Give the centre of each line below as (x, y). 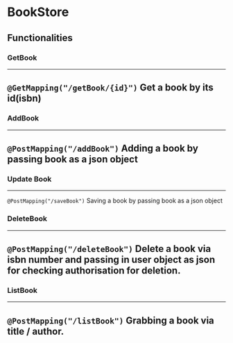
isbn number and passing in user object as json (111, 259)
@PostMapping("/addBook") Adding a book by (103, 148)
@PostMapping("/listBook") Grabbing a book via (111, 320)
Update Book (29, 179)
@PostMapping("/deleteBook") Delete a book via (109, 249)
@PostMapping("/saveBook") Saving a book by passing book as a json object (115, 201)
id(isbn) (24, 98)
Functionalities (40, 38)
